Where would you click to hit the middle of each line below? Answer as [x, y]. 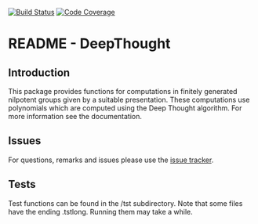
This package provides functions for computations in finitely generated [123, 91]
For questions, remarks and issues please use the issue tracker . [111, 160]
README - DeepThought [89, 44]
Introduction [39, 72]
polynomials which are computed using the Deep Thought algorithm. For [125, 108]
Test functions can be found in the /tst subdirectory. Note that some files [125, 203]
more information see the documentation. [75, 116]
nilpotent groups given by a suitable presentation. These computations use [129, 99]
